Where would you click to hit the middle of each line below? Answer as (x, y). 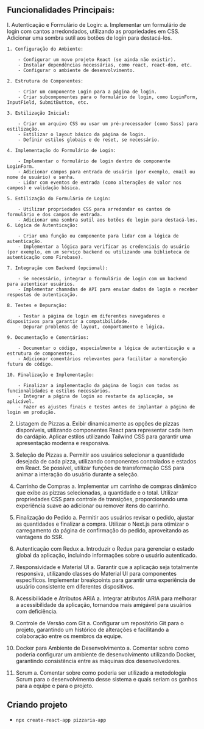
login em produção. (32, 412)
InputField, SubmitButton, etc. (48, 102)
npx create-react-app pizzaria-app (61, 720)
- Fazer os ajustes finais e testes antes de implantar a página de (107, 407)
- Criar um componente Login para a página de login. (87, 92)
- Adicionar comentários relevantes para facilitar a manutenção (103, 359)
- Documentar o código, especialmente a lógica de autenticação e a (107, 348)
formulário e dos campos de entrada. (55, 214)
